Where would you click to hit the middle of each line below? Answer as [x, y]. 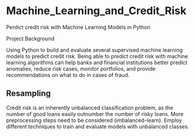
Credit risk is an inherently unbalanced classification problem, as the [90, 108]
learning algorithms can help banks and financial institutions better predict [97, 62]
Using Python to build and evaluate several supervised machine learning [95, 50]
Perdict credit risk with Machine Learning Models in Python [78, 27]
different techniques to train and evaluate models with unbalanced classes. [98, 126]
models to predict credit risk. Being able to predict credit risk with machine [97, 56]
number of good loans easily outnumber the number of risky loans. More [95, 114]
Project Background [30, 38]
